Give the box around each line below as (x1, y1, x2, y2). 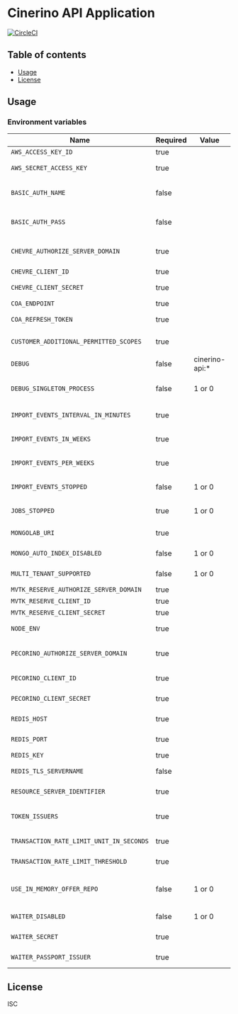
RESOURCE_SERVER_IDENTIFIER (11, 788, 106, 796)
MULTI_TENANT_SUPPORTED (11, 570, 91, 578)
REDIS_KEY (11, 751, 44, 760)
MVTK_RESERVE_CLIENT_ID (11, 597, 91, 605)
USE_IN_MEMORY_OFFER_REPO (11, 885, 98, 894)
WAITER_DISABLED (11, 913, 66, 920)
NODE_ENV (11, 625, 40, 633)
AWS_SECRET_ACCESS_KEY (11, 164, 87, 172)
